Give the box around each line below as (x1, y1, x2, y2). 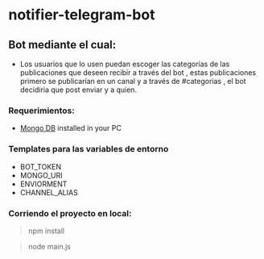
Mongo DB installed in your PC (19, 123, 122, 133)
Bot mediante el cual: (8, 38, 117, 52)
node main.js (27, 241, 71, 251)
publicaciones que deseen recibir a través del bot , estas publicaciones (19, 68, 257, 77)
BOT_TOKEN (19, 161, 62, 171)
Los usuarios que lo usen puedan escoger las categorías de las (19, 59, 230, 69)
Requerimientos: (8, 105, 75, 116)
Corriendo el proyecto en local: (8, 207, 132, 219)
